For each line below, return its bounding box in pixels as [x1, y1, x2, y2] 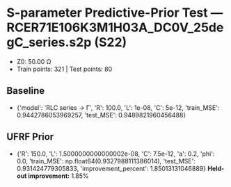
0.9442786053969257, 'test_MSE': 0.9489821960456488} [16, 111, 186, 119]
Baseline [6, 85, 45, 97]
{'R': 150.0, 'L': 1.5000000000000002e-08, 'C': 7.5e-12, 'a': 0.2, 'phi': [16, 149, 215, 158]
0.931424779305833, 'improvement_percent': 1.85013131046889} [16, 164, 207, 172]
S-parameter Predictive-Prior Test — [6, 5, 223, 21]
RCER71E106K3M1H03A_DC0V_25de [6, 19, 224, 35]
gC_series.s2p [6, 35, 92, 50]
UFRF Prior [6, 131, 54, 143]
